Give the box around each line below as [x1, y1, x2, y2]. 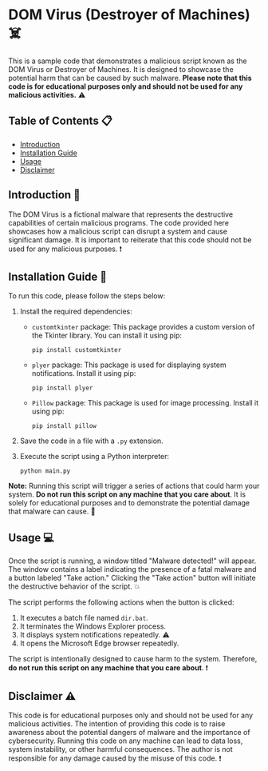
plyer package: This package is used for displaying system [31, 360, 227, 370]
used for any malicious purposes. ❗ [8, 244, 122, 254]
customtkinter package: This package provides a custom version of [31, 322, 255, 332]
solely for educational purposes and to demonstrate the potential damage [8, 498, 250, 508]
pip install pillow [31, 422, 97, 430]
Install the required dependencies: [19, 306, 133, 317]
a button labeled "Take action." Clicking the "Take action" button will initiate [8, 573, 257, 583]
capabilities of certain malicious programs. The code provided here [8, 218, 230, 227]
